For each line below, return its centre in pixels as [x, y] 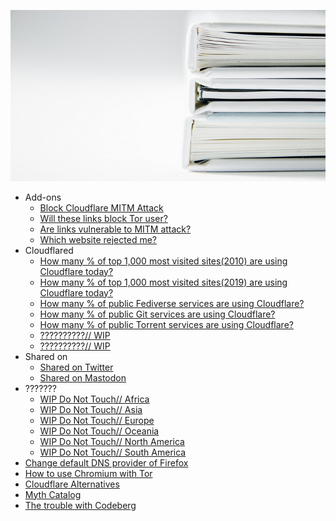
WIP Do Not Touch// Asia [91, 409]
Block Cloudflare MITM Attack [101, 207]
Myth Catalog [53, 494]
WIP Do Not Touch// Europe [97, 420]
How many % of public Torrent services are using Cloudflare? [166, 324]
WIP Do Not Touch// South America [113, 452]
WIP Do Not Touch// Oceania [99, 431]
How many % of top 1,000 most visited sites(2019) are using [163, 282]
